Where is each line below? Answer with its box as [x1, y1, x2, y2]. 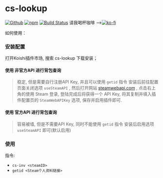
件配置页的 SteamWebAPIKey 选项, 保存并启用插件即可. [17, 97, 122, 103]
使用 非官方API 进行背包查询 [5, 67, 62, 73]
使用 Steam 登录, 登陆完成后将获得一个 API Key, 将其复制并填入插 [25, 91, 156, 97]
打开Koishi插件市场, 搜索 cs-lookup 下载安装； [5, 55, 98, 61]
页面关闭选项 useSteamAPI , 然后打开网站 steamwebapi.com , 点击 [17, 85, 147, 91]
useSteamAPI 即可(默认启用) [17, 127, 72, 133]
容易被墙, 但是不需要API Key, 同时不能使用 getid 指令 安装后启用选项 [17, 121, 154, 127]
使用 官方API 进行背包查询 [5, 109, 57, 115]
